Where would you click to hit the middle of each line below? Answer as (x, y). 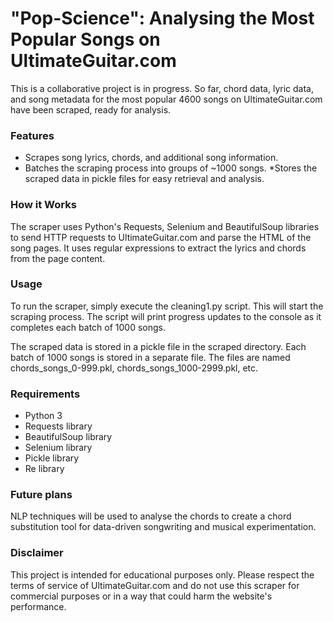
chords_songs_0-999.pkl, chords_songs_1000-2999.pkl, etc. (134, 368)
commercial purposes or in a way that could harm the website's (141, 596)
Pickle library (52, 458)
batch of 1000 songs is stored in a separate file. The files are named (150, 357)
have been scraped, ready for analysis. (91, 109)
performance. (38, 606)
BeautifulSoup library (68, 437)
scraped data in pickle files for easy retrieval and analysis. (144, 179)
